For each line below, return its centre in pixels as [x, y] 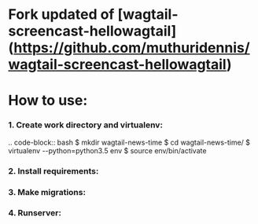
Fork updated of [61, 15]
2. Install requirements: [53, 171]
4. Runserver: [35, 213]
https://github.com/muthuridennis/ [132, 48]
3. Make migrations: [47, 192]
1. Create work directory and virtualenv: [86, 125]
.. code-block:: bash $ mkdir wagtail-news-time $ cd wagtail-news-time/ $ [129, 142]
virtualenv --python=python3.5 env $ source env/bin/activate [107, 150]
